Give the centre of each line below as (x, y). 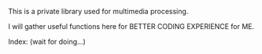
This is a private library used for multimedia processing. (98, 11)
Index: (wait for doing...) (47, 41)
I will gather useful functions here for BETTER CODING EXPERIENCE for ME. (131, 26)
